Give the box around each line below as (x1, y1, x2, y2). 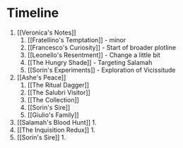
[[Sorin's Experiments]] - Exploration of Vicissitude (27, 66, 176, 74)
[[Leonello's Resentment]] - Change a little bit (27, 51, 160, 59)
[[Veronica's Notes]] (16, 28, 76, 37)
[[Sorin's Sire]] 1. (16, 132, 66, 142)
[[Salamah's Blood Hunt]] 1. (16, 118, 97, 126)
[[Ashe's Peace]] (16, 73, 66, 82)
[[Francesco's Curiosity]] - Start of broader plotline (27, 43, 177, 51)
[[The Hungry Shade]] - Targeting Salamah (27, 58, 153, 66)
